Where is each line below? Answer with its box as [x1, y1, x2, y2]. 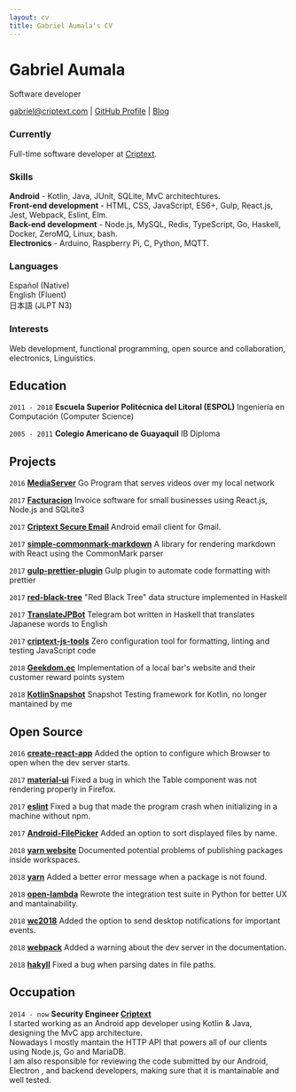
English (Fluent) [9, 289, 66, 300]
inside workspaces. [9, 854, 81, 866]
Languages [9, 259, 59, 272]
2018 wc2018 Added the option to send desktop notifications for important [9, 915, 281, 926]
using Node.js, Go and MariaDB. [9, 1046, 127, 1056]
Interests [9, 323, 49, 336]
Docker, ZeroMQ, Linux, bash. [9, 228, 118, 240]
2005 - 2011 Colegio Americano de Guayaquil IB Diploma [9, 428, 221, 439]
